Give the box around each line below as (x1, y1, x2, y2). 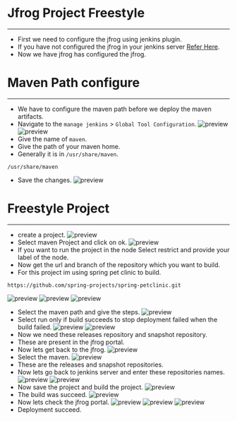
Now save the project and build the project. (17, 383, 143, 391)
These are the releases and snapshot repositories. (17, 360, 164, 369)
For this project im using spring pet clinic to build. (17, 268, 162, 276)
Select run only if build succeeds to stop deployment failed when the (17, 315, 218, 324)
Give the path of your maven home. (17, 142, 121, 150)
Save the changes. (17, 175, 72, 184)
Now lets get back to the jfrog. (17, 345, 107, 354)
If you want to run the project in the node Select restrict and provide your (17, 245, 230, 254)
